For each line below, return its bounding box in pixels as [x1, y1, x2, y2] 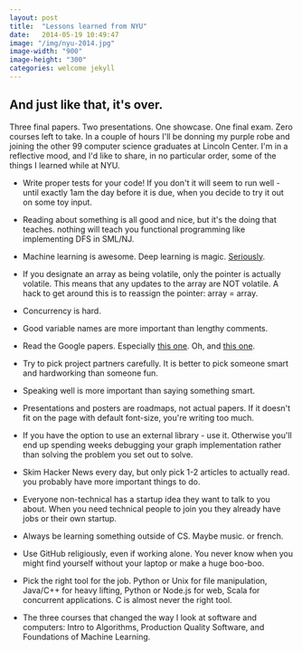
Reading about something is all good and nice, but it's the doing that [22, 214, 278, 225]
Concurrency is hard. [22, 305, 101, 316]
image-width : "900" [9, 47, 83, 56]
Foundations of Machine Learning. [22, 631, 151, 642]
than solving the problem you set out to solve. [22, 449, 193, 460]
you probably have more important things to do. [22, 476, 201, 487]
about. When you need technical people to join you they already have [22, 503, 281, 514]
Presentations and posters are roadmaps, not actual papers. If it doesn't [22, 402, 291, 413]
